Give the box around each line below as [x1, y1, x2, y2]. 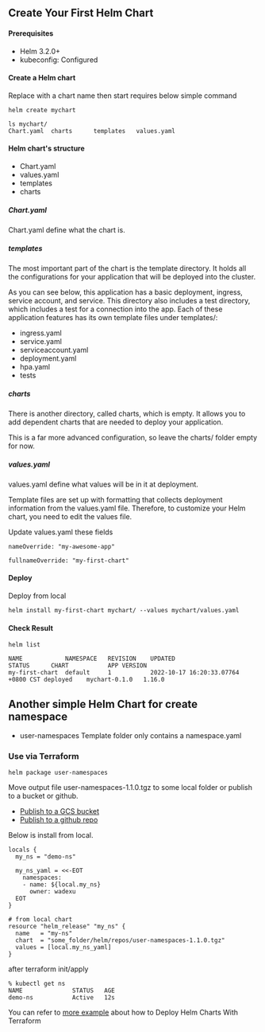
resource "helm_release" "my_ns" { [8, 923, 126, 931]
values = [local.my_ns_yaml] [15, 944, 112, 952]
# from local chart [8, 916, 73, 924]
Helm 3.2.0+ [19, 46, 61, 56]
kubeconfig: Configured [19, 55, 98, 64]
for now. [8, 441, 36, 451]
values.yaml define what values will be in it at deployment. [8, 479, 198, 489]
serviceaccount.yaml [19, 345, 89, 354]
